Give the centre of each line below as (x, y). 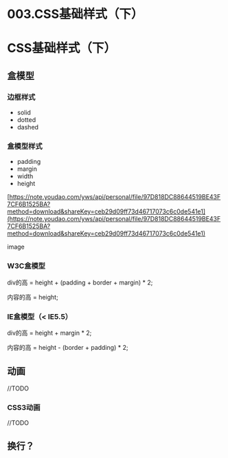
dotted (26, 120)
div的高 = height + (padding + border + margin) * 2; (80, 282)
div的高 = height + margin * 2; (49, 333)
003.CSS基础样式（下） (75, 14)
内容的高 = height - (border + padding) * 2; (68, 347)
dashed (28, 127)
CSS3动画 (24, 407)
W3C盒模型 (26, 266)
